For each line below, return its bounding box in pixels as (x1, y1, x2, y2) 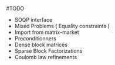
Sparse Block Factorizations (14, 47, 83, 54)
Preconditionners (14, 35, 57, 42)
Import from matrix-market (14, 29, 79, 36)
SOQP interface (14, 16, 53, 23)
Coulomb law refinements (14, 54, 77, 60)
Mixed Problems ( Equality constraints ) (14, 23, 110, 29)
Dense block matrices (14, 41, 67, 48)
